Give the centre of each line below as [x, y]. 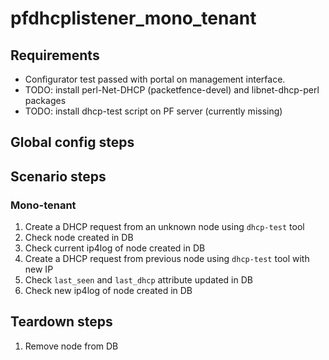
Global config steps [72, 142]
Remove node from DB [71, 346]
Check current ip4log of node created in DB [115, 248]
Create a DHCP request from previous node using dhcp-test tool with [167, 259]
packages [45, 100]
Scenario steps [58, 176]
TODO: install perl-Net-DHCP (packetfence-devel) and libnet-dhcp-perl [172, 90]
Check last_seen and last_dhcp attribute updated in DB [138, 280]
